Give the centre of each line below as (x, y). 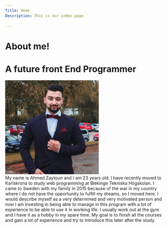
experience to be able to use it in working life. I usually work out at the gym (82, 210)
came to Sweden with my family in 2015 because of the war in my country (81, 188)
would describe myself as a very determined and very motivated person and (83, 199)
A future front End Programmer (71, 69)
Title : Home (17, 10)
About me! (27, 46)
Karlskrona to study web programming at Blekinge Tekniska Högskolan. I (80, 183)
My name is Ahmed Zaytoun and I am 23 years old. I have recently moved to (83, 178)
